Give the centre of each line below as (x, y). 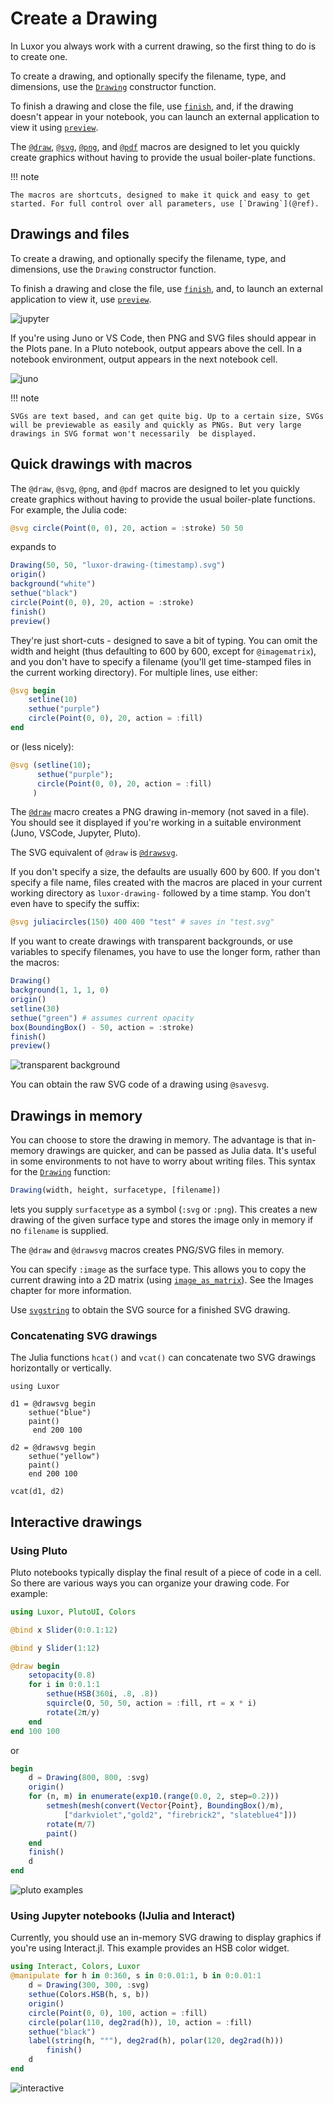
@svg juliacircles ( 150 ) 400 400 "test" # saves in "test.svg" (142, 922)
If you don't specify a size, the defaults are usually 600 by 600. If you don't (165, 872)
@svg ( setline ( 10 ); (51, 765)
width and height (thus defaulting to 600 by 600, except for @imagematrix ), (163, 651)
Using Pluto (39, 1550)
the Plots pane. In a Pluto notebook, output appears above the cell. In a (156, 348)
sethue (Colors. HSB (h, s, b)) (89, 1995)
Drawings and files (70, 234)
